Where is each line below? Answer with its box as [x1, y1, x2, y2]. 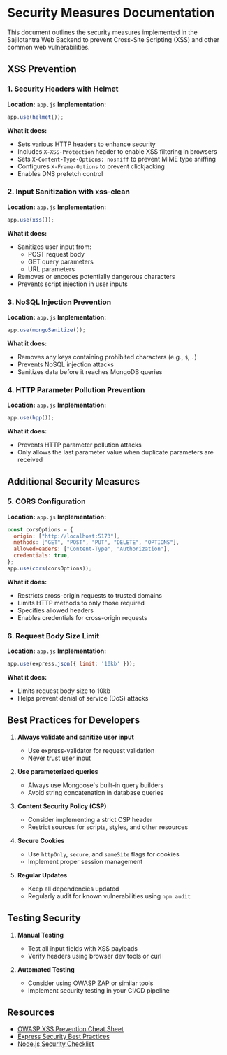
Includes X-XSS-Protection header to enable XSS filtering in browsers [17, 147, 218, 155]
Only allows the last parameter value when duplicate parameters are [17, 448, 214, 457]
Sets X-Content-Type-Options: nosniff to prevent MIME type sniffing [17, 155, 217, 163]
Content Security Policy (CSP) [17, 802, 107, 810]
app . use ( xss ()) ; [7, 216, 54, 223]
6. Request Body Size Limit [7, 631, 100, 640]
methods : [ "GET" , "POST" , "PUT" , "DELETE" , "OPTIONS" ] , [13, 539, 180, 546]
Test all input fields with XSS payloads [27, 944, 138, 952]
